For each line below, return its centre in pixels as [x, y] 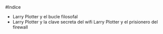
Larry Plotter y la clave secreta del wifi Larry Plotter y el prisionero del [85, 22]
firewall [20, 27]
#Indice [13, 7]
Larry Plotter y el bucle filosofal [45, 17]
